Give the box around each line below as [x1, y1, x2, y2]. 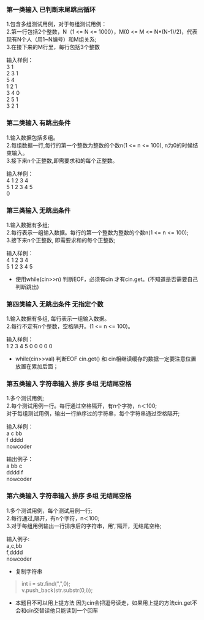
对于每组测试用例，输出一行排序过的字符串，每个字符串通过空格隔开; [6, 410, 180, 417]
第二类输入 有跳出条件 [6, 119, 71, 127]
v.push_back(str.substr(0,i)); [21, 586, 93, 594]
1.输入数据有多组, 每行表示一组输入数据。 [6, 315, 110, 323]
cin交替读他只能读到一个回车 [26, 607, 99, 614]
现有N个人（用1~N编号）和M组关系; [6, 35, 97, 43]
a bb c [6, 462, 23, 469]
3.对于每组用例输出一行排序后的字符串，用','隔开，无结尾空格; [6, 522, 162, 529]
